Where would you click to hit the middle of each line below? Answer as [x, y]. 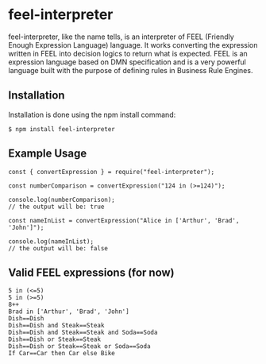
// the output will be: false [58, 248]
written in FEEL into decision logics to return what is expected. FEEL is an [128, 53]
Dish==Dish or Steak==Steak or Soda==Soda [79, 347]
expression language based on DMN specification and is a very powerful [127, 62]
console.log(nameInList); [51, 241]
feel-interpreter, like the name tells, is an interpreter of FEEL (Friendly [121, 37]
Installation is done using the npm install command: [92, 114]
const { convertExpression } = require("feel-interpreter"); [112, 172]
